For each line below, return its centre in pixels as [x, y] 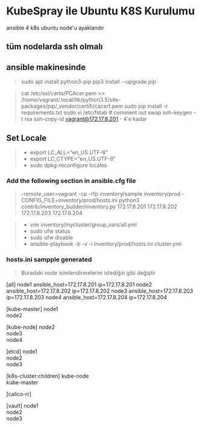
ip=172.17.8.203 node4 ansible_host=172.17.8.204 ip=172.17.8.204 [87, 297]
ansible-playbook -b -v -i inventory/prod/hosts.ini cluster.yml [106, 244]
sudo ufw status [50, 231]
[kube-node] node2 [31, 327]
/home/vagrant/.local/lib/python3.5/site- [71, 100]
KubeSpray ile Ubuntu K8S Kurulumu [100, 11]
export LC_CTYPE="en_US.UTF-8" [73, 158]
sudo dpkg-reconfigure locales [68, 165]
